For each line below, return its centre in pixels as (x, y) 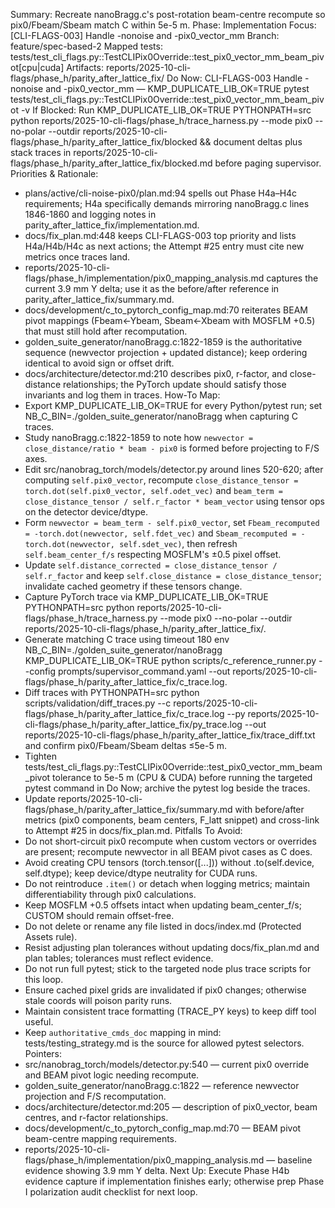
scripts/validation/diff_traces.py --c (98, 703)
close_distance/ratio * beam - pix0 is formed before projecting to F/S (172, 448)
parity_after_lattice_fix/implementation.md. (112, 225)
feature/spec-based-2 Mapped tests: (86, 46)
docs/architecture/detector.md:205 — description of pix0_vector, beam (171, 1107)
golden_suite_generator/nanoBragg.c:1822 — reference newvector (162, 1085)
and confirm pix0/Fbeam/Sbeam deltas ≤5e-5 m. (125, 745)
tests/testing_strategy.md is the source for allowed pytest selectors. (164, 1043)
